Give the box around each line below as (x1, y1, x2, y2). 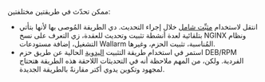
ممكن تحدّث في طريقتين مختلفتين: (7, 7, 111, 16)
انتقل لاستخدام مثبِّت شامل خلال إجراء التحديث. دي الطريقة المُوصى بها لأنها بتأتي (18, 22, 259, 31)
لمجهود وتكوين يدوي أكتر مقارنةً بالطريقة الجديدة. (18, 64, 165, 74)
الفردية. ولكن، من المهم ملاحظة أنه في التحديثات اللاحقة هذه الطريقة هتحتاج (18, 56, 244, 65)
